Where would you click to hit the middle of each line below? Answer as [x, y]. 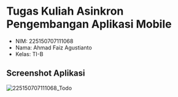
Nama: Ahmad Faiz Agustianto [53, 48]
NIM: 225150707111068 [44, 41]
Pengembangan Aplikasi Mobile [89, 24]
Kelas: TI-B [29, 54]
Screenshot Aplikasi [46, 74]
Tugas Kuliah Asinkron [65, 11]
